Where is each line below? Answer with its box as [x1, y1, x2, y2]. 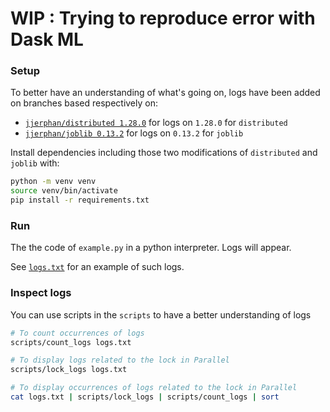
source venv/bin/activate [10, 186, 118, 196]
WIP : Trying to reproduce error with [10, 7, 316, 30]
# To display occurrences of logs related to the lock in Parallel [10, 383, 298, 393]
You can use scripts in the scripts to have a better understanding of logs [10, 308, 312, 321]
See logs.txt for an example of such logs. [10, 261, 185, 273]
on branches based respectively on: [10, 97, 158, 109]
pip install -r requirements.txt [10, 195, 150, 206]
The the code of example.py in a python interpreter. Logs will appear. [10, 242, 292, 254]
